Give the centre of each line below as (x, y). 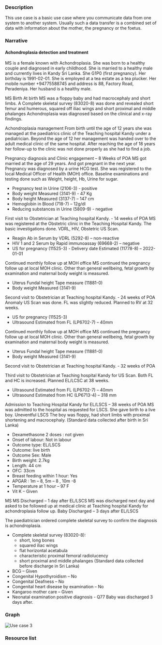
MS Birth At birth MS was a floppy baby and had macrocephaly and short (78, 98)
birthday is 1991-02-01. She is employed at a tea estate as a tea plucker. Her (81, 79)
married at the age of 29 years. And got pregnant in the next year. (71, 164)
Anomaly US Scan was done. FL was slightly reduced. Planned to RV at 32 (79, 303)
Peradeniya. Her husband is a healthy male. (48, 89)
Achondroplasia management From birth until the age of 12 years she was (78, 128)
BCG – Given (25, 571)
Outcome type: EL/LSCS (36, 445)
